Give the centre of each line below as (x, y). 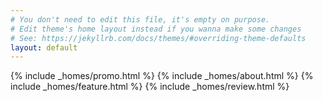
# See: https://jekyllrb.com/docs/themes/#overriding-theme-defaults (158, 38)
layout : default (44, 47)
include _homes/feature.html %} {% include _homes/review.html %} (150, 87)
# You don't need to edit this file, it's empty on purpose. (140, 19)
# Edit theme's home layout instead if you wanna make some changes (156, 29)
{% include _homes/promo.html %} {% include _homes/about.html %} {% (162, 76)
